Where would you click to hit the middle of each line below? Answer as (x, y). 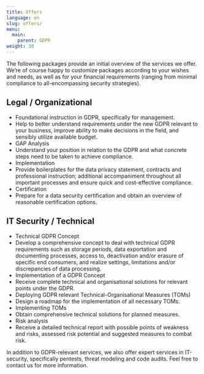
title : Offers (25, 12)
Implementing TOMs (41, 308)
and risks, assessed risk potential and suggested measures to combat (104, 334)
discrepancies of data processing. (58, 269)
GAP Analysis (32, 143)
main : (19, 35)
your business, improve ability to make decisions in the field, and (97, 130)
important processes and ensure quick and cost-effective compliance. (104, 182)
